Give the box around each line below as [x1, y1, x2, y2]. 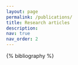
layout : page [6, 8, 38, 15]
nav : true [6, 31, 31, 37]
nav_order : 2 [6, 36, 38, 42]
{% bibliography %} [6, 53, 54, 59]
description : [6, 25, 38, 31]
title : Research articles [6, 19, 70, 25]
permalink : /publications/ [6, 14, 73, 20]
